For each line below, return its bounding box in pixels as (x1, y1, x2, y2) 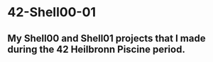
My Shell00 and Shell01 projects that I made (7, 32, 206, 44)
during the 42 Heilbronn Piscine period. (7, 43, 186, 55)
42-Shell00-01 (7, 4, 97, 20)
